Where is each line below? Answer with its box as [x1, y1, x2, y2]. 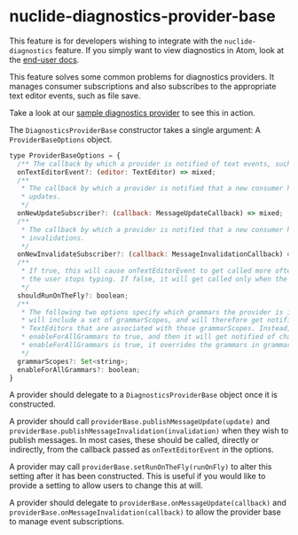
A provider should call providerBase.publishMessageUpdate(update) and [9, 416, 271, 427]
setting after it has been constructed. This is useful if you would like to [9, 471, 266, 482]
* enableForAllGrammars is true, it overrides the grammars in [20, 341, 260, 350]
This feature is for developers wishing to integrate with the [9, 35, 223, 46]
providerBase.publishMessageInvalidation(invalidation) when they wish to [9, 425, 289, 436]
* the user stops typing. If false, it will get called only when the [20, 275, 288, 284]
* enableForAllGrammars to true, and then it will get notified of [20, 332, 276, 342]
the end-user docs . [9, 54, 80, 65]
